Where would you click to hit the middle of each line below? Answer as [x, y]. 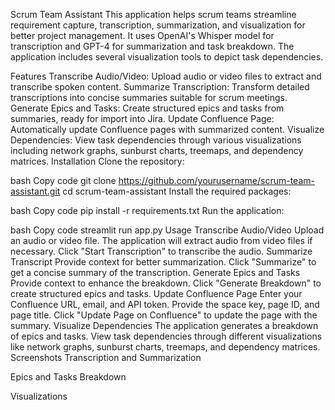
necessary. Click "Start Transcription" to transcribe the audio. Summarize [161, 251]
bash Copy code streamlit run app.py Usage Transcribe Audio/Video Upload [167, 230]
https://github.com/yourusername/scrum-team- [216, 180]
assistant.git [35, 191]
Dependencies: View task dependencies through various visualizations [156, 140]
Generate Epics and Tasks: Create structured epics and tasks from [147, 108]
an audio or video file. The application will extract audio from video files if [161, 240]
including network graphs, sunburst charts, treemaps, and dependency [157, 150]
